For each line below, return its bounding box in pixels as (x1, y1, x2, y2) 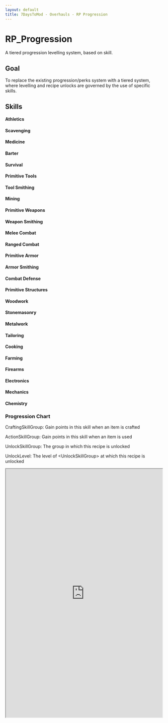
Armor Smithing (5, 264, 39, 270)
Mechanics (5, 389, 29, 395)
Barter (5, 150, 19, 157)
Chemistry (5, 401, 28, 407)
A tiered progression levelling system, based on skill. (5, 50, 113, 56)
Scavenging (5, 127, 31, 133)
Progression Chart (5, 413, 51, 420)
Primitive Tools (5, 173, 37, 179)
